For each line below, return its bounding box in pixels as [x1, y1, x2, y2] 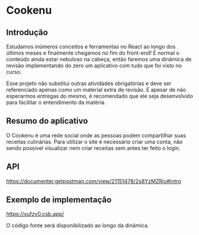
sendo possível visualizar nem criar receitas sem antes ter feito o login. [6, 144, 181, 152]
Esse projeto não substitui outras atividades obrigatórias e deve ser [6, 80, 172, 87]
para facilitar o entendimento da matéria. [6, 99, 106, 106]
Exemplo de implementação [6, 195, 112, 205]
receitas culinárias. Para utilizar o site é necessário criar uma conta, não [6, 138, 183, 145]
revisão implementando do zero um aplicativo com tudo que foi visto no [6, 62, 182, 69]
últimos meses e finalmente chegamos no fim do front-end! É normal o [6, 49, 180, 57]
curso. [6, 68, 22, 75]
